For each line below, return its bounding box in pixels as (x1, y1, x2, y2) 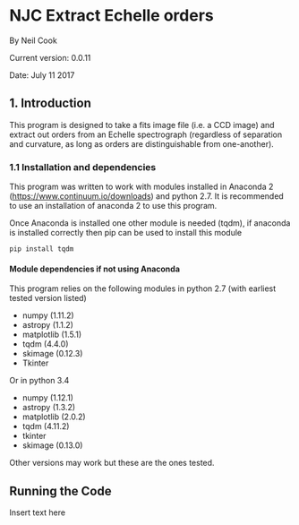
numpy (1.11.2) (21, 310, 74, 321)
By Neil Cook (9, 35, 58, 46)
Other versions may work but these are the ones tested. (9, 458, 215, 469)
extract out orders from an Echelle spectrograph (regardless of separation (9, 129, 283, 140)
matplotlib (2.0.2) (21, 411, 87, 422)
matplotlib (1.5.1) (21, 329, 82, 340)
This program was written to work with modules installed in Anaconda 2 (9, 181, 274, 193)
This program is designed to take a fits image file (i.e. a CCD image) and (9, 119, 275, 130)
